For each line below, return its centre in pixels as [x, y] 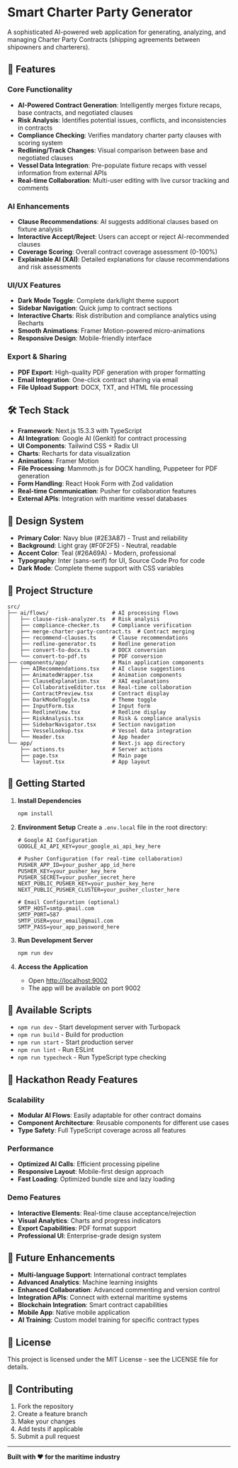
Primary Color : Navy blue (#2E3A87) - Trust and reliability [103, 538]
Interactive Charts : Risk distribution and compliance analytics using [117, 315]
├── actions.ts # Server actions [91, 749]
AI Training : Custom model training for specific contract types [108, 1320]
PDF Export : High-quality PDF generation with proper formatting [111, 372]
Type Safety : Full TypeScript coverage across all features [102, 1131]
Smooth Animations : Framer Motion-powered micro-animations [111, 331]
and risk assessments [49, 267]
